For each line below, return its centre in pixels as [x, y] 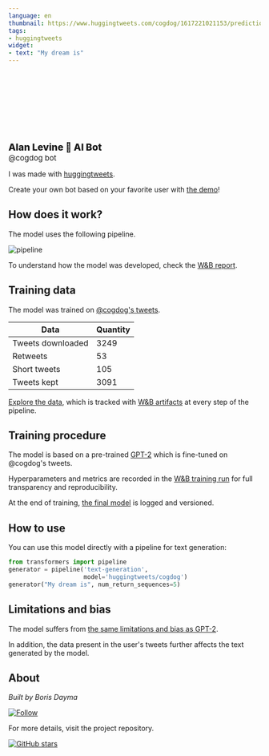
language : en [30, 16]
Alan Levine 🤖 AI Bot [55, 147]
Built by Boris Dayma [43, 697]
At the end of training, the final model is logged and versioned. [111, 503]
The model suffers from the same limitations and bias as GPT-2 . [113, 629]
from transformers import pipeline [68, 562]
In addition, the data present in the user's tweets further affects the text [126, 644]
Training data [42, 291]
